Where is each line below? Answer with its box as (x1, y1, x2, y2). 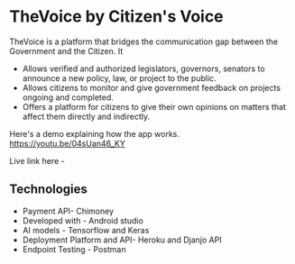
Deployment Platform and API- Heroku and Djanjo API (22, 234, 223, 245)
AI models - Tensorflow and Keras (22, 224, 150, 235)
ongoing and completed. (22, 92, 115, 103)
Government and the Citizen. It (9, 45, 124, 56)
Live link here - (9, 155, 65, 166)
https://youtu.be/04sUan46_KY (9, 138, 126, 149)
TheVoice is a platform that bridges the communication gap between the (9, 36, 278, 47)
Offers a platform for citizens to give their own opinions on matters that (22, 101, 287, 112)
